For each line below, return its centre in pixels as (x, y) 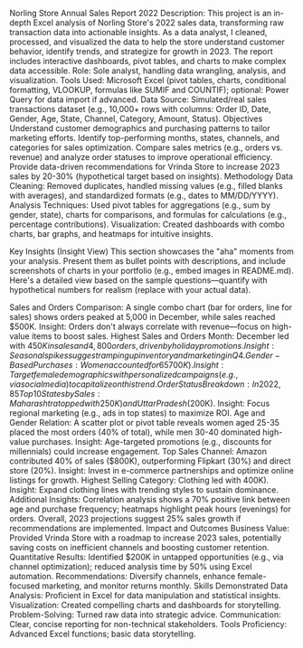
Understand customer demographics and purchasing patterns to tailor (140, 128)
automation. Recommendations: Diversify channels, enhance (123, 576)
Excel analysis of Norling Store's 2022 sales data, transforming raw (159, 23)
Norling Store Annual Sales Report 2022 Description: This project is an (141, 13)
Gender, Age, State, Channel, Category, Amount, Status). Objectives (136, 118)
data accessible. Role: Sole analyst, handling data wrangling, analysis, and (148, 70)
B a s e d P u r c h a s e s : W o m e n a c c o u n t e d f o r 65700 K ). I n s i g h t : (117, 365)
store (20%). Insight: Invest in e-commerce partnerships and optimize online (151, 470)
